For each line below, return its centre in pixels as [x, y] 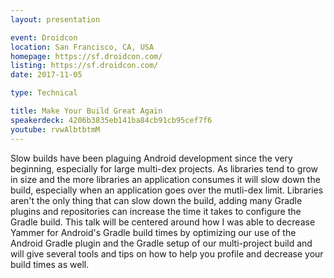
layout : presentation [55, 19]
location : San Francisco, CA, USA [82, 47]
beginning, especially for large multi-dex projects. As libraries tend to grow [164, 168]
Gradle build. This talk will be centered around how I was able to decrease [163, 222]
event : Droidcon [44, 37]
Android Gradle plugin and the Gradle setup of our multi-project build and [161, 243]
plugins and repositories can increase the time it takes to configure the [156, 211]
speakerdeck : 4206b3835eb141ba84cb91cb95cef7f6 [111, 120]
